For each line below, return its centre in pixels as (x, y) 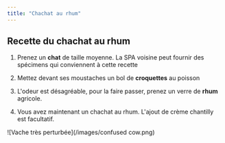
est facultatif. (36, 119)
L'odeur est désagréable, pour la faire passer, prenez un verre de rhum (117, 91)
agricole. (29, 99)
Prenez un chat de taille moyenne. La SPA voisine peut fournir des (110, 57)
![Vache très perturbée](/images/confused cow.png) (81, 132)
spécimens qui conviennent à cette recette (78, 65)
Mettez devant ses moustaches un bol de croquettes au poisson (108, 78)
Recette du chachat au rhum (69, 41)
